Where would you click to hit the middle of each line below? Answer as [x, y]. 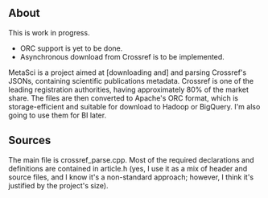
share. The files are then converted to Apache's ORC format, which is [124, 98]
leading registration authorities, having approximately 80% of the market [129, 89]
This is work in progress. [49, 32]
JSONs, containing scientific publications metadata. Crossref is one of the [131, 80]
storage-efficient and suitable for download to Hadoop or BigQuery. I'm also [134, 106]
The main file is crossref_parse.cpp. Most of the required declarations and [132, 159]
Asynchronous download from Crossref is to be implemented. [122, 56]
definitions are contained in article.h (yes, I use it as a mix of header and [128, 168]
